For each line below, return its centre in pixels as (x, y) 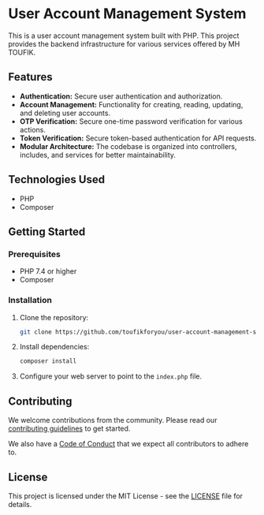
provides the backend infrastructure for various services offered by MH (124, 43)
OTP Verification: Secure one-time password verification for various (131, 121)
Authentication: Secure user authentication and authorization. (121, 96)
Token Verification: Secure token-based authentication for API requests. (138, 138)
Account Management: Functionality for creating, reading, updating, (131, 104)
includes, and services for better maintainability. (97, 155)
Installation (30, 300)
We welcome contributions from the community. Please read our (113, 420)
